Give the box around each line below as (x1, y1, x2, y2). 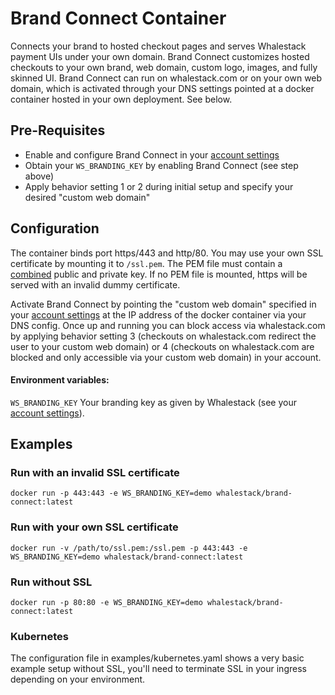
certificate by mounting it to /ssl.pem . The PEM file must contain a (10, 257, 283, 269)
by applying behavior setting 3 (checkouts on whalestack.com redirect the (10, 330, 317, 342)
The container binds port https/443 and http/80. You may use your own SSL (10, 247, 324, 259)
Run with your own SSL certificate (10, 520, 179, 534)
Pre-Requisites (10, 122, 106, 139)
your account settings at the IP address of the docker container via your (10, 308, 307, 321)
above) (24, 170, 55, 182)
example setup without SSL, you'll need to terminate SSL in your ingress (10, 663, 307, 675)
